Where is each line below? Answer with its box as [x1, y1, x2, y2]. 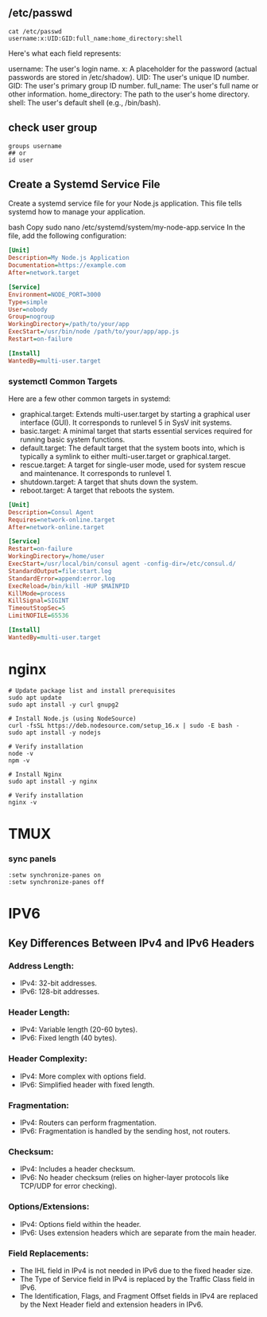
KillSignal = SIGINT [8, 597, 69, 605]
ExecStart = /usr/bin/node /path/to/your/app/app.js [8, 328, 180, 336]
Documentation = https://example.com [8, 261, 126, 269]
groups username [8, 142, 62, 150]
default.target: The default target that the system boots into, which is [19, 442, 246, 453]
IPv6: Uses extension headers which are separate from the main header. [19, 1228, 257, 1237]
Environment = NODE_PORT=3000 [8, 290, 102, 298]
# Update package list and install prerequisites [8, 686, 176, 694]
